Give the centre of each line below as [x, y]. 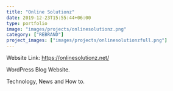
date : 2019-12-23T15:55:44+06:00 [49, 18]
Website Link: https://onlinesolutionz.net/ [58, 58]
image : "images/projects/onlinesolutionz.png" [66, 29]
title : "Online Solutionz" [41, 12]
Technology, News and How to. [46, 81]
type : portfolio [27, 23]
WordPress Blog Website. [38, 70]
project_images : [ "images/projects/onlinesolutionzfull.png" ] [87, 40]
